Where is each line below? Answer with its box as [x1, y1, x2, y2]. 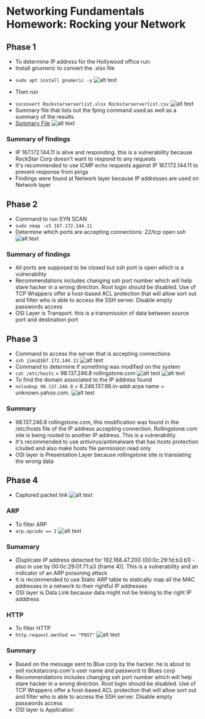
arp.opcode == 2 [15, 528, 57, 534]
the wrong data [15, 457, 54, 465]
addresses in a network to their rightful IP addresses [15, 582, 147, 589]
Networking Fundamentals [6, 4, 145, 18]
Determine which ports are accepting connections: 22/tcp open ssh [15, 228, 186, 236]
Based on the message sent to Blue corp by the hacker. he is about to [15, 660, 191, 668]
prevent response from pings [15, 168, 89, 176]
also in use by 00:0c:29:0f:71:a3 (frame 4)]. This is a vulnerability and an [15, 562, 199, 570]
